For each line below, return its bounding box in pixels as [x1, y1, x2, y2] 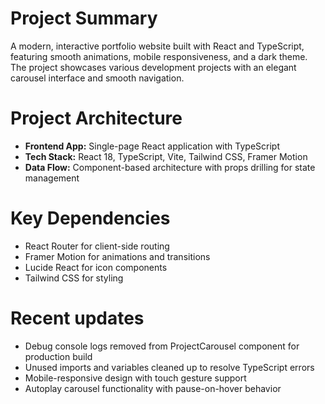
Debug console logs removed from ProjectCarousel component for [24, 340, 300, 352]
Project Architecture [10, 107, 183, 130]
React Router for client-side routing [24, 240, 170, 252]
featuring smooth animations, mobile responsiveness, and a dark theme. [10, 50, 308, 62]
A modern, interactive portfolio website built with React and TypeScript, [10, 40, 305, 52]
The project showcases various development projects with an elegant [10, 61, 297, 73]
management [24, 172, 80, 184]
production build [24, 350, 93, 362]
